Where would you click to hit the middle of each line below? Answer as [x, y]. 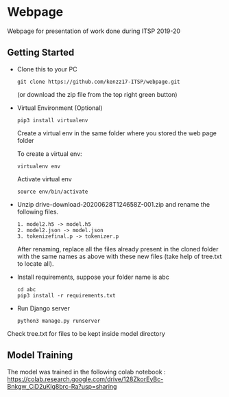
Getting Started [41, 53]
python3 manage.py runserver [59, 321]
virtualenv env [39, 166]
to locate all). [35, 263]
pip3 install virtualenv [52, 120]
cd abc [26, 289]
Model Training [40, 355]
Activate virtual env [44, 179]
